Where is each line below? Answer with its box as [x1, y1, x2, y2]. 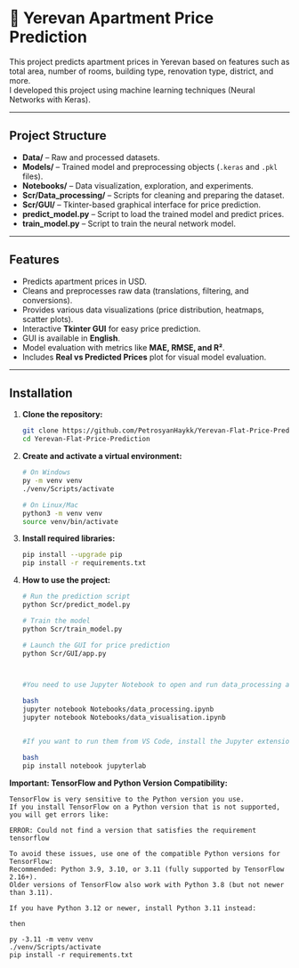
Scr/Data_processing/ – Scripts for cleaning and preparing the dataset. [21, 190, 285, 200]
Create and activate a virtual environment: [21, 451, 182, 462]
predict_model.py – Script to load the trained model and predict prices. [21, 208, 285, 219]
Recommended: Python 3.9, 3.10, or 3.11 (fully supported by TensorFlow [9, 865, 285, 874]
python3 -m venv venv [21, 509, 103, 518]
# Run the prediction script [21, 592, 131, 601]
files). [21, 171, 44, 181]
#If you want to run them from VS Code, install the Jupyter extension [21, 737, 294, 746]
